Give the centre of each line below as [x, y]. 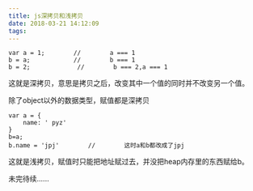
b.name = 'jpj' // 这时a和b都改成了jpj [97, 146]
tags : [17, 31]
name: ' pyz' [45, 123]
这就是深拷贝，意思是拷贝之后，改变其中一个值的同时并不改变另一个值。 [129, 83]
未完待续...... [29, 179]
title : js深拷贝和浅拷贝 [46, 16]
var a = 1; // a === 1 [72, 53]
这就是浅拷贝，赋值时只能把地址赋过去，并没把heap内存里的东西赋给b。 [129, 162]
